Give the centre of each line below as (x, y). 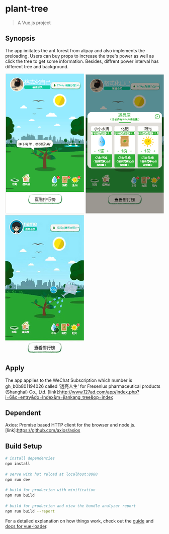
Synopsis (20, 38)
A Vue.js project (34, 23)
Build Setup (24, 446)
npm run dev (18, 479)
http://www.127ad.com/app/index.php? (99, 392)
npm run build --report (30, 511)
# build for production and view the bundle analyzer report (71, 506)
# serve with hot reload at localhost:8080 (52, 474)
